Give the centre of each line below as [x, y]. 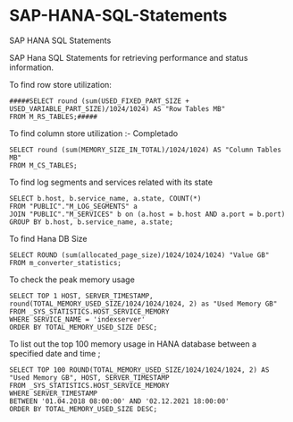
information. [32, 67]
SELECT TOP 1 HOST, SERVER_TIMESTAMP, [81, 296]
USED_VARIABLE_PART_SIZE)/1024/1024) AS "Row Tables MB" [117, 108]
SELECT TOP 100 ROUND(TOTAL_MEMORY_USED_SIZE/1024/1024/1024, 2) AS [139, 370]
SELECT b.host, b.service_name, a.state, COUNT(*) [105, 198]
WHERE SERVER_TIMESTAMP [54, 393]
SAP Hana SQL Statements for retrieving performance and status [129, 57]
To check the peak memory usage [72, 280]
